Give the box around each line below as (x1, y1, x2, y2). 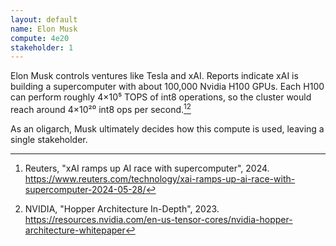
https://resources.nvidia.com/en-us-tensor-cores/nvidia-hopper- (24, 213, 293, 225)
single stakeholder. (10, 133, 88, 145)
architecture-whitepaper (24, 224, 126, 236)
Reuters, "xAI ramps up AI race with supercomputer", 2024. (24, 162, 270, 174)
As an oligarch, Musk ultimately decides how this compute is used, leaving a (10, 122, 325, 135)
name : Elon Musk (10, 24, 78, 34)
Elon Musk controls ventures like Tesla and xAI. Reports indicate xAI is (10, 70, 299, 82)
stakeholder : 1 (10, 42, 74, 53)
